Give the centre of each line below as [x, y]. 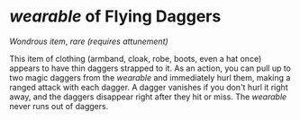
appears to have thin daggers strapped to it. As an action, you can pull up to [150, 68]
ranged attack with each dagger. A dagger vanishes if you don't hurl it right [149, 87]
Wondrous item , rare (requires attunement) [89, 41]
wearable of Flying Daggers [115, 17]
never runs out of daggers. [59, 106]
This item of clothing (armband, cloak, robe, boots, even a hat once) [136, 58]
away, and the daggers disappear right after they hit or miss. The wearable [148, 97]
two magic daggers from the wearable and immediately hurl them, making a [150, 77]
